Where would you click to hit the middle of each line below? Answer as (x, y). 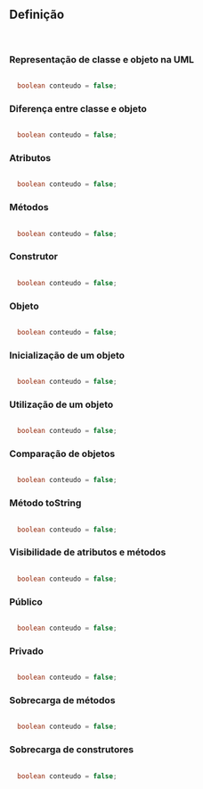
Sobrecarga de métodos (62, 700)
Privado (27, 650)
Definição (37, 15)
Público (26, 601)
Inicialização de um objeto (67, 355)
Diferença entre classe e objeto (78, 108)
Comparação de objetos (62, 454)
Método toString (45, 503)
